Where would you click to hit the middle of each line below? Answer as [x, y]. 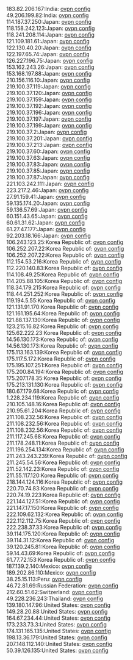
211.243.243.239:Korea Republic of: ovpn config [67, 456]
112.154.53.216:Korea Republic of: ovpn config [64, 261]
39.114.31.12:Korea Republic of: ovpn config [60, 540]
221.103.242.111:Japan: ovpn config [50, 184]
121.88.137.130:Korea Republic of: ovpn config [63, 320]
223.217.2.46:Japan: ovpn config [48, 190]
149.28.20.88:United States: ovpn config [57, 612]
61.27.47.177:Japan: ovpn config [46, 229]
